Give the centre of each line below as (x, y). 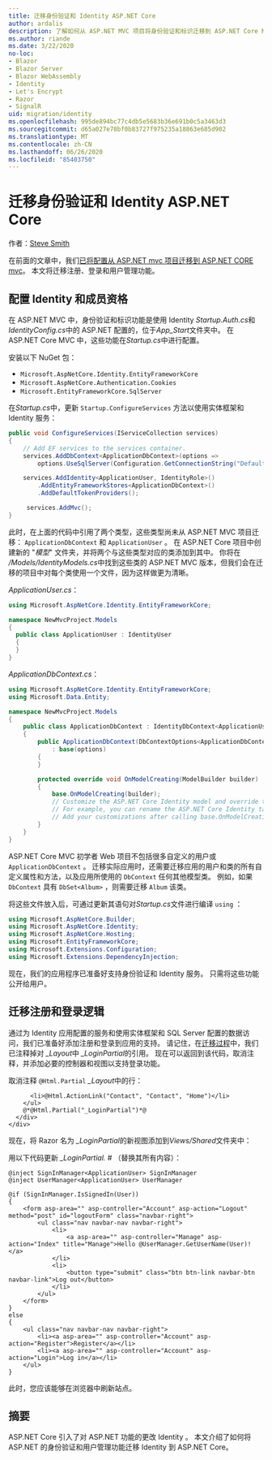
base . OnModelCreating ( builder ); (106, 794)
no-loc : (21, 54)
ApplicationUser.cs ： (44, 590)
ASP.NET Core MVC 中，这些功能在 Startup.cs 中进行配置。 (106, 340)
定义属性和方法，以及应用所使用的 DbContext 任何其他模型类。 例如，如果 (131, 876)
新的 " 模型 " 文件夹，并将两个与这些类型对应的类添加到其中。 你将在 (128, 552)
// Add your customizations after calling (124, 817)
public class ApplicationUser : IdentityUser (94, 635)
